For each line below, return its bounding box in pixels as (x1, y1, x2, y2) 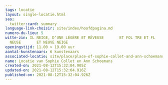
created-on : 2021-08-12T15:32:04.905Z (5, 63, 86, 68)
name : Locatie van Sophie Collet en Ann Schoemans (5, 58, 113, 63)
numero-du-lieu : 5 (5, 30, 43, 35)
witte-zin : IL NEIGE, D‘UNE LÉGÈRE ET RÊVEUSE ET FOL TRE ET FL (5, 35, 155, 40)
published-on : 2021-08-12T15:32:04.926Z (5, 72, 91, 77)
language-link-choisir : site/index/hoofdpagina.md (5, 26, 113, 31)
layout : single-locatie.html (5, 12, 66, 17)
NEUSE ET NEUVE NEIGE (9, 40, 68, 45)
